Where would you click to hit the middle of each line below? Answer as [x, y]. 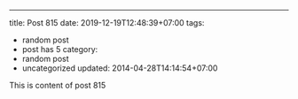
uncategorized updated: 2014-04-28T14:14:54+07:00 [120, 68]
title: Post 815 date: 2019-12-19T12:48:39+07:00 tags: [107, 23]
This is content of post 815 [58, 85]
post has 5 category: [60, 49]
